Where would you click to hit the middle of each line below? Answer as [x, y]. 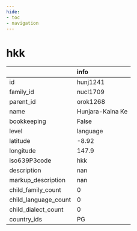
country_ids [26, 220]
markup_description [38, 180]
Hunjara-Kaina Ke [102, 112]
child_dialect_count [36, 210]
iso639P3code [30, 160]
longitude [23, 151]
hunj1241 [91, 82]
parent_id [23, 102]
